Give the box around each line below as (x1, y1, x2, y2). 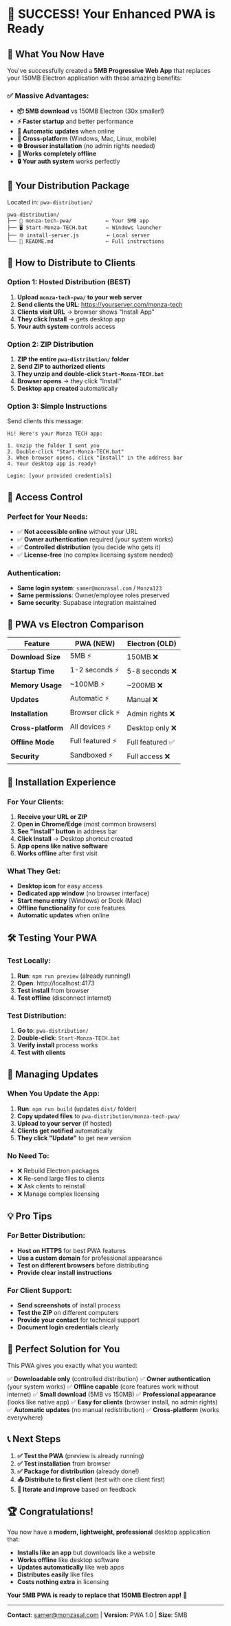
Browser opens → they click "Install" (16, 377, 122, 385)
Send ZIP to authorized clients (16, 363, 105, 371)
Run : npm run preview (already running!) (16, 972, 131, 980)
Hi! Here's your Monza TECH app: (7, 430, 103, 438)
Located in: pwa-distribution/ (7, 198, 93, 206)
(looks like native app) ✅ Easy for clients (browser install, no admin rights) (7, 1398, 218, 1406)
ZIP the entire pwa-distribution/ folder (16, 355, 129, 363)
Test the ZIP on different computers (16, 1309, 119, 1317)
